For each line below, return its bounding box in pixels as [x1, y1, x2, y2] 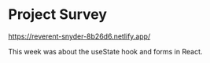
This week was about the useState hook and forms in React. [8, 46, 203, 56]
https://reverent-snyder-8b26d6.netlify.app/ [8, 31, 151, 41]
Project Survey [8, 6, 108, 24]
